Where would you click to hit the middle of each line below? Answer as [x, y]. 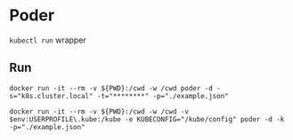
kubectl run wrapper [48, 40]
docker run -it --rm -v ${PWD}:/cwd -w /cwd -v [99, 112]
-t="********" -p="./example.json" [163, 96]
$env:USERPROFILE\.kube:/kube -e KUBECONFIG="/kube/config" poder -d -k [147, 119]
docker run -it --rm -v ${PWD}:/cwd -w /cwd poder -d [111, 88]
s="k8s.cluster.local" [51, 96]
